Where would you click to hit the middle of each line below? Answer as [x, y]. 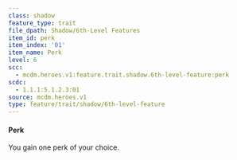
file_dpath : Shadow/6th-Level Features [74, 30]
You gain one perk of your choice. [64, 147]
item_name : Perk [35, 53]
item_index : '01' [37, 45]
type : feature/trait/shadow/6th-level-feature [87, 104]
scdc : [17, 82]
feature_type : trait [43, 23]
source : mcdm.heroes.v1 [48, 97]
